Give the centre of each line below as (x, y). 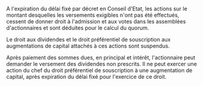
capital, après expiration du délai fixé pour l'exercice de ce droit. (86, 77)
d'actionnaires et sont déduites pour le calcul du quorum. (78, 28)
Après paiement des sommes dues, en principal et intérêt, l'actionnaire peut (101, 57)
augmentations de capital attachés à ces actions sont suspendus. (88, 46)
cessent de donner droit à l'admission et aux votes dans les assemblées (96, 21)
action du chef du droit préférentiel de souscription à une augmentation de (99, 70)
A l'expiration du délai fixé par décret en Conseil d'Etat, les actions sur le (97, 9)
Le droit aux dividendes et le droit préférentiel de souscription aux (88, 39)
